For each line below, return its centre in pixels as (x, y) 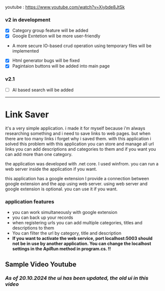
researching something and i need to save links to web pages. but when (78, 133)
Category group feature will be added (50, 30)
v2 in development (28, 20)
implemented (26, 51)
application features (30, 202)
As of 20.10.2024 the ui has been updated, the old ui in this (77, 278)
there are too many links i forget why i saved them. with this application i (78, 138)
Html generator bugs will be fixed (46, 60)
